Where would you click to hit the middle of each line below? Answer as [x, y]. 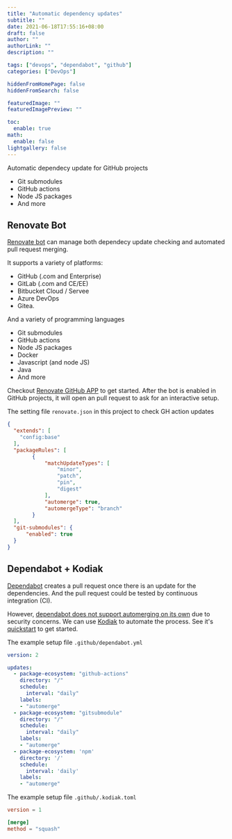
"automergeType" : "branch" [83, 509]
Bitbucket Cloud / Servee [53, 291]
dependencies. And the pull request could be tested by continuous [102, 593]
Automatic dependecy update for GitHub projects [78, 168]
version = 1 [24, 810]
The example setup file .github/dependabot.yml [75, 642]
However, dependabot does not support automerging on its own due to [109, 614]
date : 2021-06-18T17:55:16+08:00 [56, 26]
